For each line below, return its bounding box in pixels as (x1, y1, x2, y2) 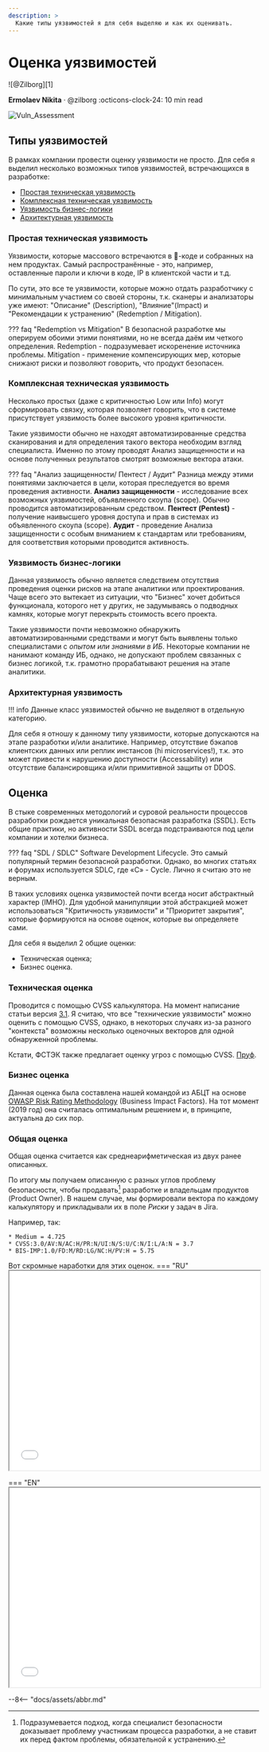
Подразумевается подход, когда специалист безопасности (19, 1717, 223, 1727)
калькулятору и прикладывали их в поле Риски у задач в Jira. (8, 1202, 219, 1211)
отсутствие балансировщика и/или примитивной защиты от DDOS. (8, 763, 236, 772)
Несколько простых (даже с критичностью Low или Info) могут (8, 396, 224, 405)
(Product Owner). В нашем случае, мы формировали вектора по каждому (8, 1194, 259, 1203)
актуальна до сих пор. (8, 1113, 84, 1123)
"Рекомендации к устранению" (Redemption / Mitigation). (8, 309, 202, 318)
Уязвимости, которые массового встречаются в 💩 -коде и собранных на (8, 251, 254, 260)
